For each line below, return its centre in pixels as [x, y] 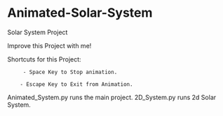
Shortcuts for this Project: [45, 59]
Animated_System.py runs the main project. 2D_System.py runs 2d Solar [112, 97]
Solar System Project [38, 32]
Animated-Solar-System [80, 13]
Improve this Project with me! [49, 45]
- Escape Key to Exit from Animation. [76, 84]
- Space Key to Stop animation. [70, 72]
